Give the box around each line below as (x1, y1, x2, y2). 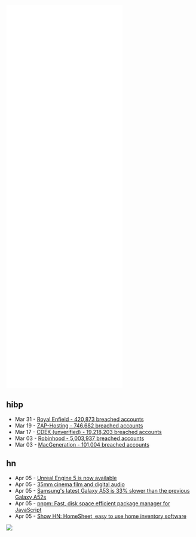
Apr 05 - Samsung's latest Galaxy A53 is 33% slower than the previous (14, 487, 190, 494)
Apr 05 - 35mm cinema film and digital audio (14, 481, 125, 488)
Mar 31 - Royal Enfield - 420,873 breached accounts (14, 415, 144, 423)
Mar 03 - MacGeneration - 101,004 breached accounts (14, 441, 149, 448)
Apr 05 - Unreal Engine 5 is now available (14, 474, 117, 481)
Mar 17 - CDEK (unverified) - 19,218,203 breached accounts (14, 428, 163, 435)
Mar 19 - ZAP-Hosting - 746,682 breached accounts (14, 421, 143, 429)
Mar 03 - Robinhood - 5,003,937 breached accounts (14, 435, 145, 442)
